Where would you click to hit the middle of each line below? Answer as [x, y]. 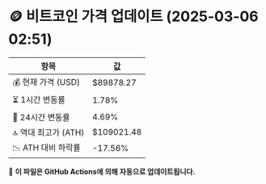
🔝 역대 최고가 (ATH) [49, 132]
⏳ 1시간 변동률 [39, 99]
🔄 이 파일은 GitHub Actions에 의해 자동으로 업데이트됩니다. [102, 171]
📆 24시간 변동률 [41, 117]
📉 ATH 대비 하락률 [46, 148]
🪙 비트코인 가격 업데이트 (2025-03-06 [133, 17]
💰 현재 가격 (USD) [46, 82]
